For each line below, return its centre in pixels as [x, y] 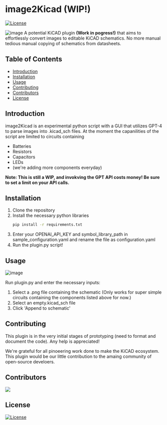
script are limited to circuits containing [45, 136]
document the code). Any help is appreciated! [52, 341]
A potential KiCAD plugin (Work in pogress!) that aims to [83, 33]
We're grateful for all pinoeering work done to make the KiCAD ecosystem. [82, 351]
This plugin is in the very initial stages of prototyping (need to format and [80, 336]
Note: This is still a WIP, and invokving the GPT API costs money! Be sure [82, 177]
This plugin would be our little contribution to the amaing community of [78, 356]
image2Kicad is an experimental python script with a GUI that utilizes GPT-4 [83, 126]
